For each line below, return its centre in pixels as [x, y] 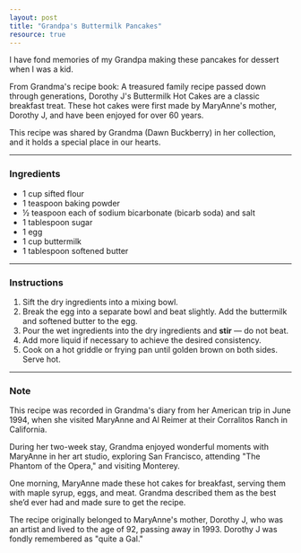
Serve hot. [41, 359]
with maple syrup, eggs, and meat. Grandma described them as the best [143, 493]
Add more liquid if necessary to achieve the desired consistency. [142, 340]
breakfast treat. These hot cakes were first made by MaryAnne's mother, [143, 106]
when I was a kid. [41, 69]
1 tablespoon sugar [57, 222]
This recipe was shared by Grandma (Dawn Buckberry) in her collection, [142, 133]
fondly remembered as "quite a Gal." [76, 539]
